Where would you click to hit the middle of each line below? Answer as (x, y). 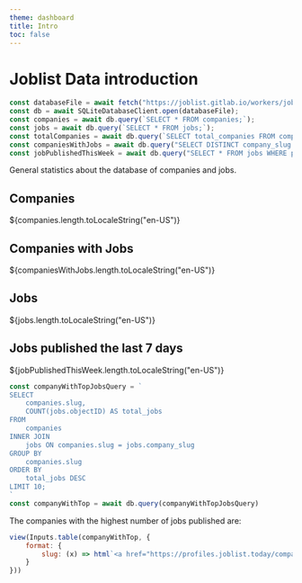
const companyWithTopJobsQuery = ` (76, 386)
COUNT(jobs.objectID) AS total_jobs (94, 412)
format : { (44, 545)
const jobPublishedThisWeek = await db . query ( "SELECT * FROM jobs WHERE (148, 153)
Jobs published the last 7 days (96, 349)
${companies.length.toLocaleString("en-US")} (95, 220)
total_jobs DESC (56, 479)
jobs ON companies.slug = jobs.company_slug (110, 445)
